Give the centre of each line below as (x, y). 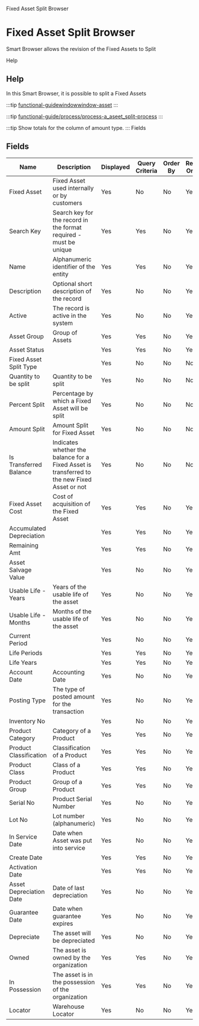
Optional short (72, 283)
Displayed (115, 167)
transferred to (72, 472)
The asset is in (73, 974)
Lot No (18, 820)
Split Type (23, 367)
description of (72, 291)
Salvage (20, 570)
